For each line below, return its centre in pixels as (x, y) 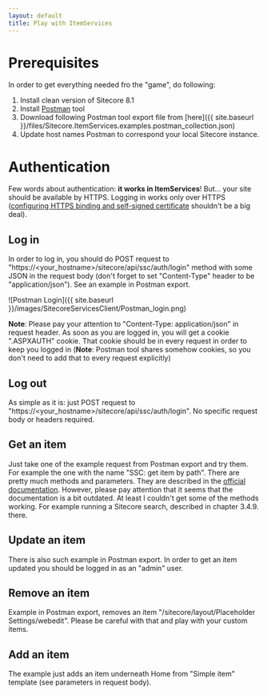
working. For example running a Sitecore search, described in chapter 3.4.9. (133, 506)
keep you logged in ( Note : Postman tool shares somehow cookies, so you (130, 350)
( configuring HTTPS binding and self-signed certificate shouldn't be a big (130, 206)
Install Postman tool (52, 109)
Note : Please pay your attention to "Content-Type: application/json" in (124, 324)
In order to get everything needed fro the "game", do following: (112, 85)
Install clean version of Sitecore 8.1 (77, 100)
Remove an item (49, 593)
